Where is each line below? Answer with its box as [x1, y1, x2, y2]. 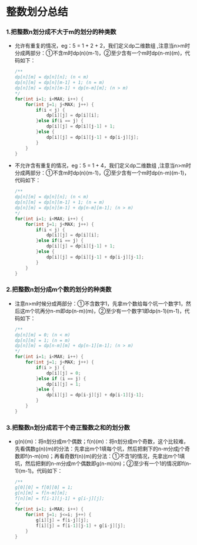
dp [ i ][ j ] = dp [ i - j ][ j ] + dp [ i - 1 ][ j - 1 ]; [46, 392, 144, 398]
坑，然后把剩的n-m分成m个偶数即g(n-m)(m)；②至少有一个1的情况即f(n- [14, 460, 192, 467]
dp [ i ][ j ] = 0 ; [46, 370, 81, 376]
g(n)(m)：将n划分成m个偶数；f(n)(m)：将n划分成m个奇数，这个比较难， [14, 438, 189, 445]
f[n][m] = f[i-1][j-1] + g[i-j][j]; [14, 495, 105, 501]
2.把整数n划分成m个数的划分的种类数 [6, 286, 112, 294]
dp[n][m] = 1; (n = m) [14, 337, 71, 343]
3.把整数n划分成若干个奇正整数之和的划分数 [6, 423, 131, 432]
